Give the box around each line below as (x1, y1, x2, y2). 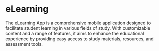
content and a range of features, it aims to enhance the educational (5, 30, 144, 36)
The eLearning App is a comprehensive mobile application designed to (5, 20, 151, 26)
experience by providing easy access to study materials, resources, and (5, 36, 154, 42)
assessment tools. (5, 41, 43, 47)
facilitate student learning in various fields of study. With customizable (5, 25, 150, 31)
